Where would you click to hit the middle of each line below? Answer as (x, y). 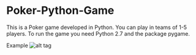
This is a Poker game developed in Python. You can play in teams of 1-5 (97, 27)
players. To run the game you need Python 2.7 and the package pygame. (98, 33)
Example (17, 45)
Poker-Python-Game (60, 11)
